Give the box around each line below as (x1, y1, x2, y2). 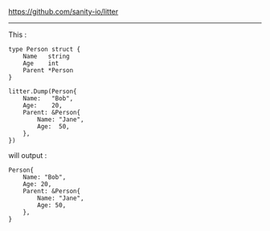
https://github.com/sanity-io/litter (8, 7, 119, 16)
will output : (8, 151, 47, 160)
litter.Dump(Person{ (8, 87, 78, 95)
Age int (22, 59, 59, 67)
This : (8, 30, 27, 39)
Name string (22, 52, 70, 60)
